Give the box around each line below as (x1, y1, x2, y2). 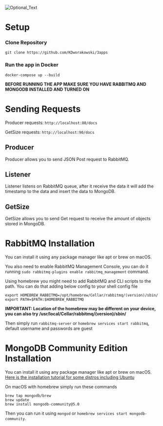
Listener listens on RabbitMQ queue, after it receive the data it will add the (5, 183, 154, 189)
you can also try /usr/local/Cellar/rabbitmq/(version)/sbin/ (5, 311, 126, 317)
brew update (5, 398, 29, 403)
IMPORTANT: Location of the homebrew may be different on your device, (5, 306, 156, 312)
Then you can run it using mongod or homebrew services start (5, 410, 128, 416)
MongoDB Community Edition (5, 342, 128, 354)
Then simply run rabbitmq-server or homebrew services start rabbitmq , (5, 320, 150, 326)
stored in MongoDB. (5, 221, 45, 227)
